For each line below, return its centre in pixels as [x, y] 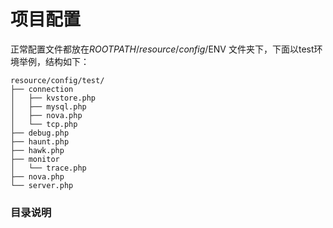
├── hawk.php [37, 150]
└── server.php [42, 185]
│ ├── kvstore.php [53, 98]
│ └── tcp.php [44, 124]
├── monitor [35, 159]
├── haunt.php [40, 141]
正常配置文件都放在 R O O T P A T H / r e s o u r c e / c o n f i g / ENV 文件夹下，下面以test [162, 49]
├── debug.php [40, 133]
